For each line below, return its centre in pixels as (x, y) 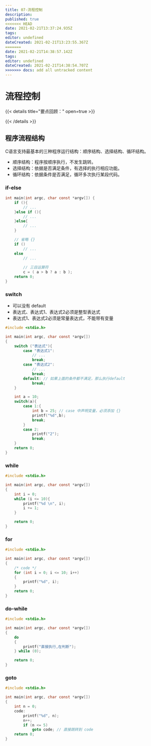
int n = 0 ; (25, 706)
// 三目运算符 (36, 267)
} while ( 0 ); (28, 651)
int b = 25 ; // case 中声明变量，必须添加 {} (76, 411)
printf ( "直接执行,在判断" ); (50, 646)
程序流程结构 (25, 138)
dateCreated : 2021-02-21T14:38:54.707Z (47, 65)
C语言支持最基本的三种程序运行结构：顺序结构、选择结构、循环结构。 (77, 151)
